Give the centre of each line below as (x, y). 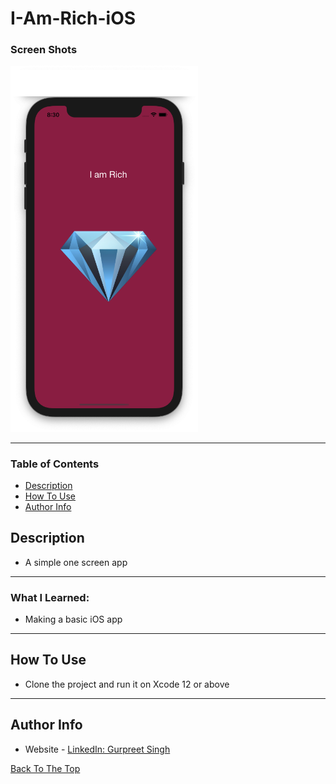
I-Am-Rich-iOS (73, 18)
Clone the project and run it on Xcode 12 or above (127, 684)
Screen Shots (44, 50)
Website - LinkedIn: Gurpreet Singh (97, 749)
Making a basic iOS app (73, 619)
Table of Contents (55, 464)
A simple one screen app (76, 562)
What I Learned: (50, 597)
